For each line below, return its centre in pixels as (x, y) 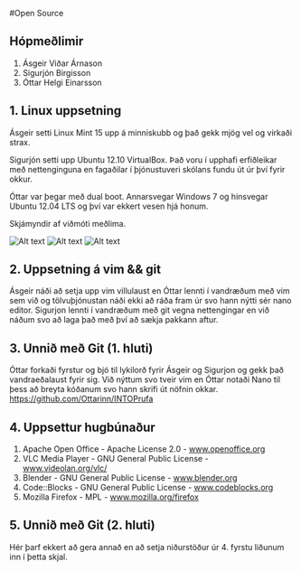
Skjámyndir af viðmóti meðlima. (68, 223)
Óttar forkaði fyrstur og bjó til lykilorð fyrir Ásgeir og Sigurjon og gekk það (147, 370)
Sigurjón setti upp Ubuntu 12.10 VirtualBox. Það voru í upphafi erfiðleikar (143, 159)
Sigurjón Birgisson (56, 72)
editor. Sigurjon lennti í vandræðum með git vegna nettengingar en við (139, 310)
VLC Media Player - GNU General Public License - (116, 459)
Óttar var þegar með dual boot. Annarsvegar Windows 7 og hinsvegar (139, 196)
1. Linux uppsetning (66, 111)
